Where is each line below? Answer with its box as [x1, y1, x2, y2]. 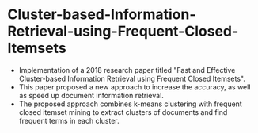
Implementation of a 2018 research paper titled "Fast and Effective [18, 65, 236, 74]
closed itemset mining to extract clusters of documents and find [18, 107, 228, 116]
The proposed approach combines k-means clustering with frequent [18, 99, 242, 108]
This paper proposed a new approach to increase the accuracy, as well [18, 82, 251, 92]
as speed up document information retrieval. [18, 90, 164, 100]
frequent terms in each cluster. [18, 116, 120, 125]
